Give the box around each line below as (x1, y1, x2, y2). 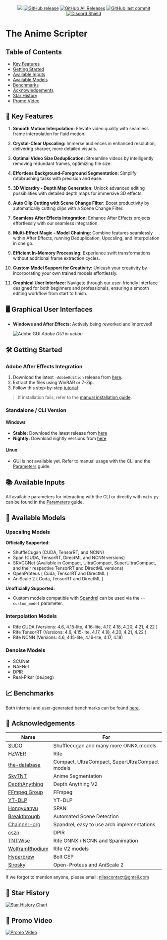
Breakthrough (8, 813, 40, 820)
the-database (8, 762, 41, 769)
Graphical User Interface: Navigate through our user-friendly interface (12, 280, 158, 286)
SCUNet (12, 658, 30, 664)
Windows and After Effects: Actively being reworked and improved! (12, 321, 153, 327)
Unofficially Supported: (5, 585, 55, 591)
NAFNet (12, 663, 29, 669)
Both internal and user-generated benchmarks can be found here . (5, 705, 140, 710)
